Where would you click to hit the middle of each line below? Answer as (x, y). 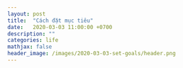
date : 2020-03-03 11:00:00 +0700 (60, 27)
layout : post (27, 14)
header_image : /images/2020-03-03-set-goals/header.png (91, 54)
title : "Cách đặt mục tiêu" (50, 21)
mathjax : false (30, 47)
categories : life (33, 40)
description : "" (31, 34)
